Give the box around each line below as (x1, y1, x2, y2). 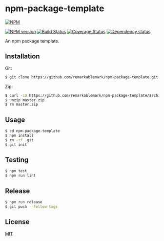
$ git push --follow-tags (5, 204, 58, 209)
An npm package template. (5, 38, 60, 44)
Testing (5, 155, 29, 164)
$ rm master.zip (5, 102, 38, 107)
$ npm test (5, 169, 27, 174)
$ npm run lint (5, 173, 36, 178)
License (5, 218, 30, 226)
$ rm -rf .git (5, 137, 34, 142)
